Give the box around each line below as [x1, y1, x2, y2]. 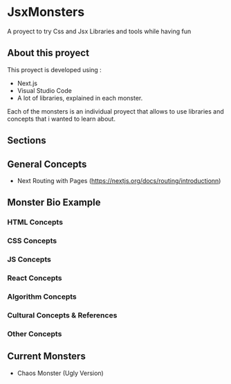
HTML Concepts [7, 218, 64, 227]
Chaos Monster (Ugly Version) [17, 369, 104, 377]
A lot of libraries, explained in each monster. [17, 94, 143, 102]
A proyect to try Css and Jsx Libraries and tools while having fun [7, 27, 192, 35]
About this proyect [7, 47, 90, 59]
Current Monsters [7, 351, 86, 363]
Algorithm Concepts [7, 292, 77, 302]
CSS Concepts [7, 236, 57, 246]
